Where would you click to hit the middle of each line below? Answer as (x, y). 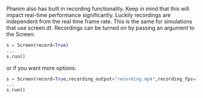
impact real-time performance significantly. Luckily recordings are (89, 15)
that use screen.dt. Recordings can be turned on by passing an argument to (101, 28)
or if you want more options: (41, 68)
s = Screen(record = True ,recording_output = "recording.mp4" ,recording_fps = (101, 79)
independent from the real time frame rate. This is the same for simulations (99, 21)
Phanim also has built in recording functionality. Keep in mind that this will (98, 9)
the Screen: (21, 34)
